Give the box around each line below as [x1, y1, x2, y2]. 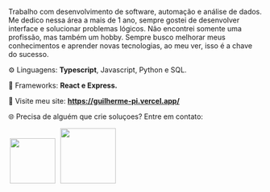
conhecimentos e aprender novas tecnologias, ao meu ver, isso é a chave [8, 41, 252, 51]
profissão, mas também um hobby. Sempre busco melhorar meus [8, 32, 226, 42]
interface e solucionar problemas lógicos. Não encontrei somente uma [8, 24, 242, 33]
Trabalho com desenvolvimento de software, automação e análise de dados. [8, 7, 262, 16]
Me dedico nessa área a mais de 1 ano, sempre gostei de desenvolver [8, 15, 240, 25]
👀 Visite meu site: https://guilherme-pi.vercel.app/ [8, 96, 180, 105]
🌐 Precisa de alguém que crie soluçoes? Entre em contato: [8, 112, 204, 121]
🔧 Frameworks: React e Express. [8, 80, 118, 90]
